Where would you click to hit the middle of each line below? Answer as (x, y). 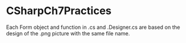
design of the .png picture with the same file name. (68, 33)
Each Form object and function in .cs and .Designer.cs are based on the (93, 27)
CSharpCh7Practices (59, 11)
